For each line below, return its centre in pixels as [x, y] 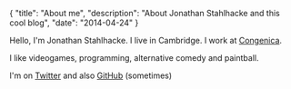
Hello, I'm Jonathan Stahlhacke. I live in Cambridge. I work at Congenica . [146, 40]
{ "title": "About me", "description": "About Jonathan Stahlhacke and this [145, 13]
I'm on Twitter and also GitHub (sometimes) [91, 75]
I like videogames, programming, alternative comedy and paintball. [134, 58]
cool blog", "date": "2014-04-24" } [74, 23]
